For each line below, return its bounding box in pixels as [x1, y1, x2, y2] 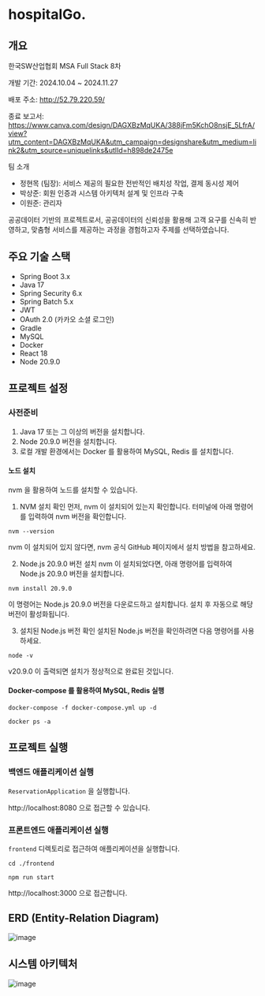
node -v [8, 651, 34, 659]
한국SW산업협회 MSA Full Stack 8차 [8, 62, 121, 70]
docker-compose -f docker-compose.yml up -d [8, 703, 157, 711]
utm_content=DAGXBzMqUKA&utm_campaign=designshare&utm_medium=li [8, 137, 257, 147]
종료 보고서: [8, 112, 45, 121]
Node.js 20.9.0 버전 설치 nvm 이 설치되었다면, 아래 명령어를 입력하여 [19, 558, 233, 569]
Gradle [19, 323, 42, 333]
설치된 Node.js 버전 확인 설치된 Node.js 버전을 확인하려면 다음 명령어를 [19, 625, 241, 636]
